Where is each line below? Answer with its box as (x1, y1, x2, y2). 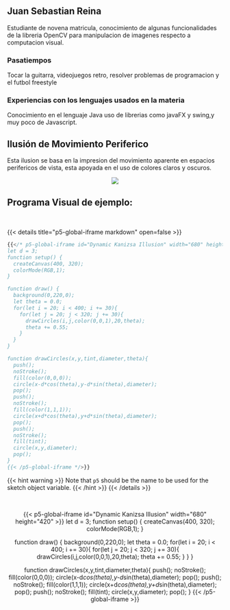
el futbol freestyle (7, 78, 57, 86)
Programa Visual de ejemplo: (7, 196, 133, 208)
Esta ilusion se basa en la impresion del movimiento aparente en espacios (7, 156, 215, 165)
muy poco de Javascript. (7, 118, 77, 126)
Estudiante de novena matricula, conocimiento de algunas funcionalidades (7, 23, 217, 32)
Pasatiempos (7, 55, 52, 64)
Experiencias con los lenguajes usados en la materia (7, 95, 185, 105)
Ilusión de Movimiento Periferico (7, 138, 149, 150)
